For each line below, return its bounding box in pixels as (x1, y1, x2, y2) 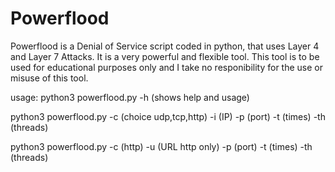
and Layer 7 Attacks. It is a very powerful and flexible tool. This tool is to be (10, 50, 320, 62)
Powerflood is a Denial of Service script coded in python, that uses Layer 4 (10, 40, 320, 52)
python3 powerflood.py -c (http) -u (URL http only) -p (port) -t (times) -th (10, 140, 313, 152)
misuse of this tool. (10, 72, 89, 84)
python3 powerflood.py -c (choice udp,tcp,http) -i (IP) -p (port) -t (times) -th (10, 110, 326, 122)
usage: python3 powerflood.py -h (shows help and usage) (10, 91, 250, 103)
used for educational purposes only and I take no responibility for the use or (10, 61, 323, 73)
